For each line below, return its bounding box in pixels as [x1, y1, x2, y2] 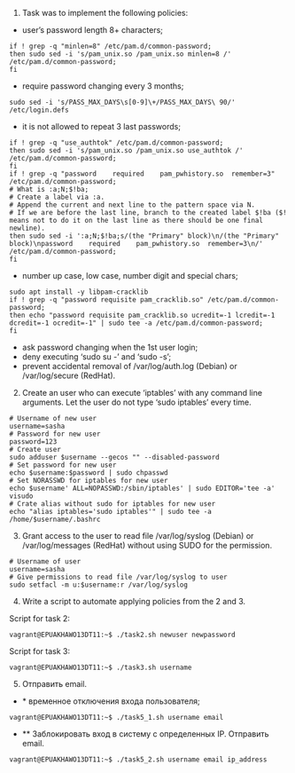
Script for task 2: [9, 613, 71, 624]
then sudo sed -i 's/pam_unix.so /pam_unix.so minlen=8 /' [9, 50, 232, 59]
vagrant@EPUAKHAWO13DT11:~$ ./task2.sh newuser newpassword [9, 630, 237, 639]
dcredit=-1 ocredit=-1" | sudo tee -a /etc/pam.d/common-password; [9, 319, 264, 327]
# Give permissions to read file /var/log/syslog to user [9, 572, 228, 581]
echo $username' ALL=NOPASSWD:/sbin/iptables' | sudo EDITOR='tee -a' [9, 484, 276, 493]
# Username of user [9, 557, 82, 566]
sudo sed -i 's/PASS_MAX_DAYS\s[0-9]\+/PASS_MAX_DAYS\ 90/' [9, 98, 237, 106]
